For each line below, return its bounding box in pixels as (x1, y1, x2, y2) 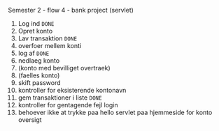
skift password (17, 79, 62, 86)
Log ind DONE (17, 20, 55, 27)
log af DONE (17, 49, 50, 57)
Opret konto (17, 27, 53, 35)
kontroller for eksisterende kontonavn (17, 86, 127, 94)
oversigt (17, 116, 42, 124)
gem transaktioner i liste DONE (17, 93, 102, 102)
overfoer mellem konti (17, 42, 82, 49)
